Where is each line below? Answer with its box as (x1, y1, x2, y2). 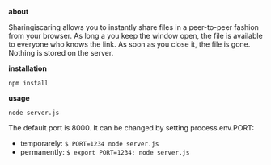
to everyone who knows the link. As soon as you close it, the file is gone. (8, 39, 251, 49)
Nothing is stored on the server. (8, 48, 114, 57)
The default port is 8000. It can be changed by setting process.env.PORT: (8, 123, 255, 132)
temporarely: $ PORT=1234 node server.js (19, 138, 159, 148)
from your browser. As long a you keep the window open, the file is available (8, 31, 263, 40)
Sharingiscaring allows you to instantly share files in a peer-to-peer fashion (8, 23, 259, 31)
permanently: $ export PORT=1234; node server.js (19, 147, 190, 156)
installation (8, 64, 47, 73)
